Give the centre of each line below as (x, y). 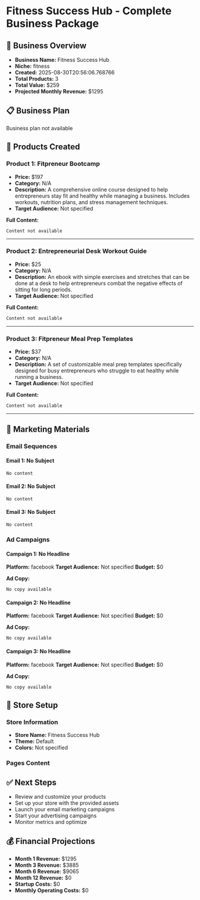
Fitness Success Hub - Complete (89, 11)
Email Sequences (32, 446)
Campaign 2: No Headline (38, 603)
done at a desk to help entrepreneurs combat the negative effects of (99, 283)
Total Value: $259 (37, 85)
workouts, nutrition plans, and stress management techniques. (91, 202)
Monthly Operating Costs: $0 (52, 890)
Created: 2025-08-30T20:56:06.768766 (65, 72)
